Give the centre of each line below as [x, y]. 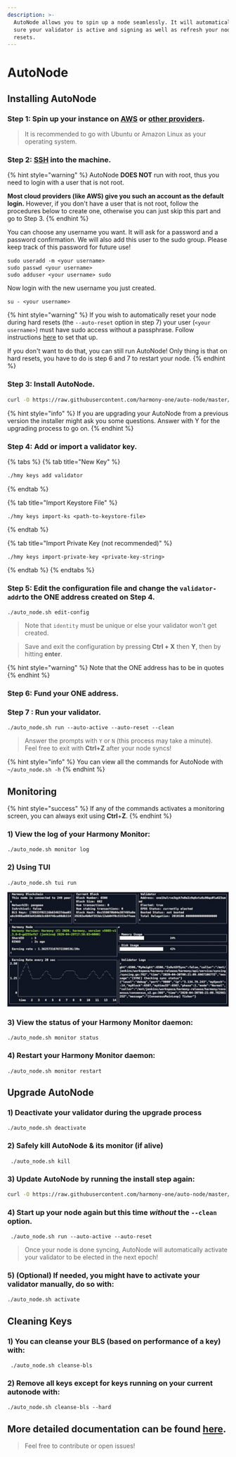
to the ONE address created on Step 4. [88, 597]
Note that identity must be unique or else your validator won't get [120, 626]
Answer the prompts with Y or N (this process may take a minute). [118, 741]
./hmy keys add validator [45, 475]
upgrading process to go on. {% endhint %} [71, 428]
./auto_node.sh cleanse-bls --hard [59, 1408]
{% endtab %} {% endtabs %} [51, 569]
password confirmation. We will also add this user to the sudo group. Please [117, 240]
